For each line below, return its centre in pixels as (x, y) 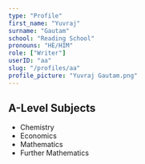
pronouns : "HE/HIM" (41, 46)
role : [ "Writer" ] (37, 53)
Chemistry (37, 127)
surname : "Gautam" (39, 31)
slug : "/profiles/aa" (44, 68)
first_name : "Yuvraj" (44, 23)
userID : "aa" (30, 61)
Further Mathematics (54, 153)
